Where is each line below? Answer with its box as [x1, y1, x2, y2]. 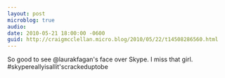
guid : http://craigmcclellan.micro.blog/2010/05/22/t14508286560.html [7, 36, 219, 43]
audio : [7, 23, 27, 30]
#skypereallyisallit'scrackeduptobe [7, 63, 109, 71]
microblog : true [7, 17, 55, 24]
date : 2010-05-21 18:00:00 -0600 [7, 29, 105, 37]
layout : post [7, 10, 46, 17]
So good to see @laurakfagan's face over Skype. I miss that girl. [7, 55, 193, 63]
